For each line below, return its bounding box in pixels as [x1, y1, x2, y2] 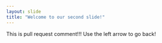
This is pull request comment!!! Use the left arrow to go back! [6, 30, 156, 37]
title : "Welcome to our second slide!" [6, 14, 105, 20]
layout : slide [6, 8, 42, 15]
